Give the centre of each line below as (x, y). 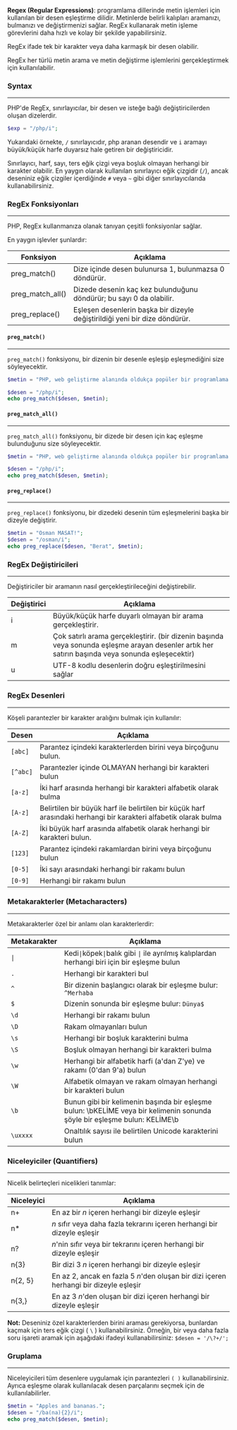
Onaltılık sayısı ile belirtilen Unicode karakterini (141, 1131)
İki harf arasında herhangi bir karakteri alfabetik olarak (129, 788)
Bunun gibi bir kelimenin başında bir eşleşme (138, 1102)
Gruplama (25, 1356)
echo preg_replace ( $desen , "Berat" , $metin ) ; (75, 547)
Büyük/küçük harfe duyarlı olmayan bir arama (128, 616)
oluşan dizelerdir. (32, 115)
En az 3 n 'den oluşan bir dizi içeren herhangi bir (131, 1296)
